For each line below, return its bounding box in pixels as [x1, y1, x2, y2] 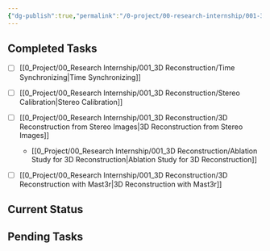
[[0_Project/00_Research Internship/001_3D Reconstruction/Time [19, 63, 235, 73]
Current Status [7, 203, 84, 216]
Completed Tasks [7, 42, 98, 56]
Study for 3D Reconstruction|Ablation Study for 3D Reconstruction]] [31, 154, 257, 164]
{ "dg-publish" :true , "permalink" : [7, 11, 120, 20]
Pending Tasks [7, 230, 84, 244]
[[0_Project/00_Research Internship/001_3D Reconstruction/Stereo [19, 88, 241, 98]
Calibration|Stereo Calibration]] [19, 97, 123, 107]
